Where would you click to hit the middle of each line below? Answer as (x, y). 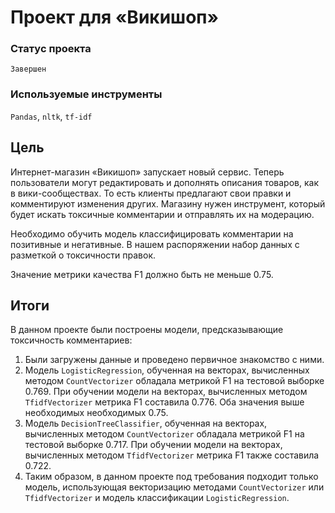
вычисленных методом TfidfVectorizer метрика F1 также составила (172, 455)
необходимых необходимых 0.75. (96, 413)
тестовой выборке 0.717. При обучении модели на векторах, (153, 445)
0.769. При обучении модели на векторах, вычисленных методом (166, 392)
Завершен (28, 69)
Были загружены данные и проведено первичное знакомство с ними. (174, 360)
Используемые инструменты (86, 94)
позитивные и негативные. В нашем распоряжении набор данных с (155, 244)
